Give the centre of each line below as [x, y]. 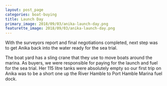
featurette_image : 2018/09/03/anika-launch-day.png [60, 28]
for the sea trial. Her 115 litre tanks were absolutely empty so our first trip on [83, 68]
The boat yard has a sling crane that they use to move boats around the [79, 57]
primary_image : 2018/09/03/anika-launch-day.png [57, 24]
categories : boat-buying [31, 14]
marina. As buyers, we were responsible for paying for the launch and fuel [81, 63]
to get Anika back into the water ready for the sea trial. [61, 48]
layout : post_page [24, 10]
